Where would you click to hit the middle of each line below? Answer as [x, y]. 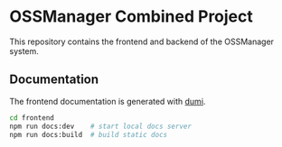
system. [24, 51]
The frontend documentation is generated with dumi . [108, 101]
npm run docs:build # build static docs [89, 134]
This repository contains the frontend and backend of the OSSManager [141, 41]
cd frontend [32, 118]
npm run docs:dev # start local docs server [101, 126]
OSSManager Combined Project [131, 17]
